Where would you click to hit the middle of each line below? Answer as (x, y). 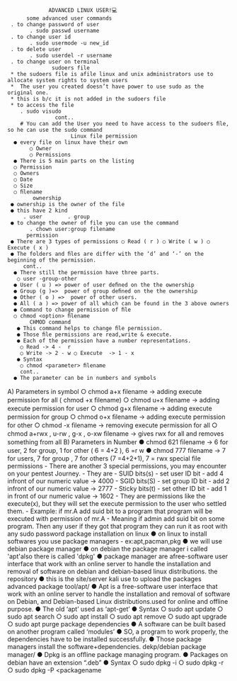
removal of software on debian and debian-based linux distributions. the (112, 571)
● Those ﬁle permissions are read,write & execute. (94, 334)
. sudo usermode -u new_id (69, 43)
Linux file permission (104, 136)
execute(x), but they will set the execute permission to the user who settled (117, 503)
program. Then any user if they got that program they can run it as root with (117, 526)
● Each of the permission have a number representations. (104, 341)
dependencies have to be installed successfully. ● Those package (104, 639)
